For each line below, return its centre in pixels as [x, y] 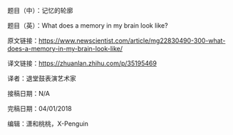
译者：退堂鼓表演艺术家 [42, 78]
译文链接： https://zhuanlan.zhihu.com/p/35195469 [82, 63]
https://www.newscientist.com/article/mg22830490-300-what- [132, 40]
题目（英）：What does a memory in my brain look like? [88, 26]
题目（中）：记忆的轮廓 [40, 10]
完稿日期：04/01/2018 [40, 108]
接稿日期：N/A [29, 93]
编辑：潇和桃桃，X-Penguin [48, 124]
